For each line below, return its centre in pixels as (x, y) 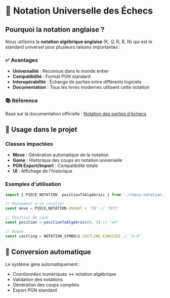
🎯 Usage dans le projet (41, 129)
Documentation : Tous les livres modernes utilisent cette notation (81, 87)
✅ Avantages (22, 60)
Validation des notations (38, 279)
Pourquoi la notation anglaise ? (55, 30)
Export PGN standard (35, 290)
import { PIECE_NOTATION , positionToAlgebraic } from (63, 195)
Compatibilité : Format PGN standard (52, 76)
